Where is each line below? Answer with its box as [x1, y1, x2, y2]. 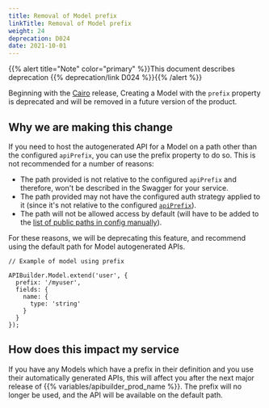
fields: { [15, 285, 48, 293]
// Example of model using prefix [8, 257, 125, 265]
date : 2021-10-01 [8, 42, 67, 50]
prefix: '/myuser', [15, 278, 82, 287]
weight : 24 [8, 27, 45, 35]
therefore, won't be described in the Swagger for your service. [19, 183, 229, 192]
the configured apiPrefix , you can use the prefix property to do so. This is [8, 150, 256, 160]
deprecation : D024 [8, 34, 70, 43]
